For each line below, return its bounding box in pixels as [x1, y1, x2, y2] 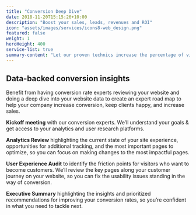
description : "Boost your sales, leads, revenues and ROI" [6, 19, 153, 25]
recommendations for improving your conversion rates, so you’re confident [6, 196, 187, 203]
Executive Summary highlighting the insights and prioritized [6, 190, 151, 197]
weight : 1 [6, 36, 30, 41]
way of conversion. [6, 179, 52, 186]
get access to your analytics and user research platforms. [6, 125, 145, 132]
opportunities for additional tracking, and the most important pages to [6, 143, 174, 150]
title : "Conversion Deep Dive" [6, 8, 82, 15]
